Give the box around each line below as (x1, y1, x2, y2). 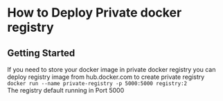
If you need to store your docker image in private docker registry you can (7, 66, 216, 73)
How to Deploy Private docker (7, 5, 182, 21)
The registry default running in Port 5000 (7, 86, 125, 94)
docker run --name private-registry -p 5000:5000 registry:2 (7, 80, 188, 87)
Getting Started (7, 47, 75, 59)
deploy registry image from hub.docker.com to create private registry (7, 73, 205, 81)
